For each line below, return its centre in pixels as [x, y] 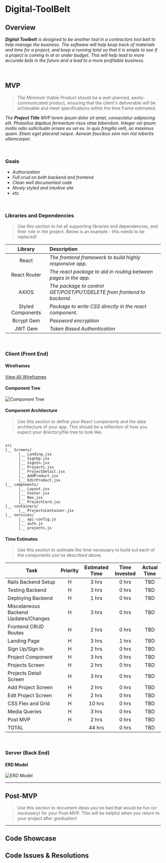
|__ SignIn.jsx [34, 463]
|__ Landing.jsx [35, 454]
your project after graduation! [47, 818]
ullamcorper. [18, 139]
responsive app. [68, 264]
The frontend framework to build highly [95, 257]
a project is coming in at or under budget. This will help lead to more [75, 55]
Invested [125, 574]
